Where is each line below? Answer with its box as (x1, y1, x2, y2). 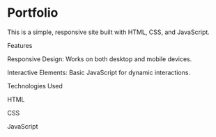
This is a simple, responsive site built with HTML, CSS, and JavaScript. (7, 28, 210, 36)
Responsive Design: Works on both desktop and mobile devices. (7, 54, 192, 63)
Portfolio (7, 5, 59, 21)
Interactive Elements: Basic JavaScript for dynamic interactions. (7, 68, 190, 76)
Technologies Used (7, 81, 63, 90)
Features (7, 41, 33, 49)
